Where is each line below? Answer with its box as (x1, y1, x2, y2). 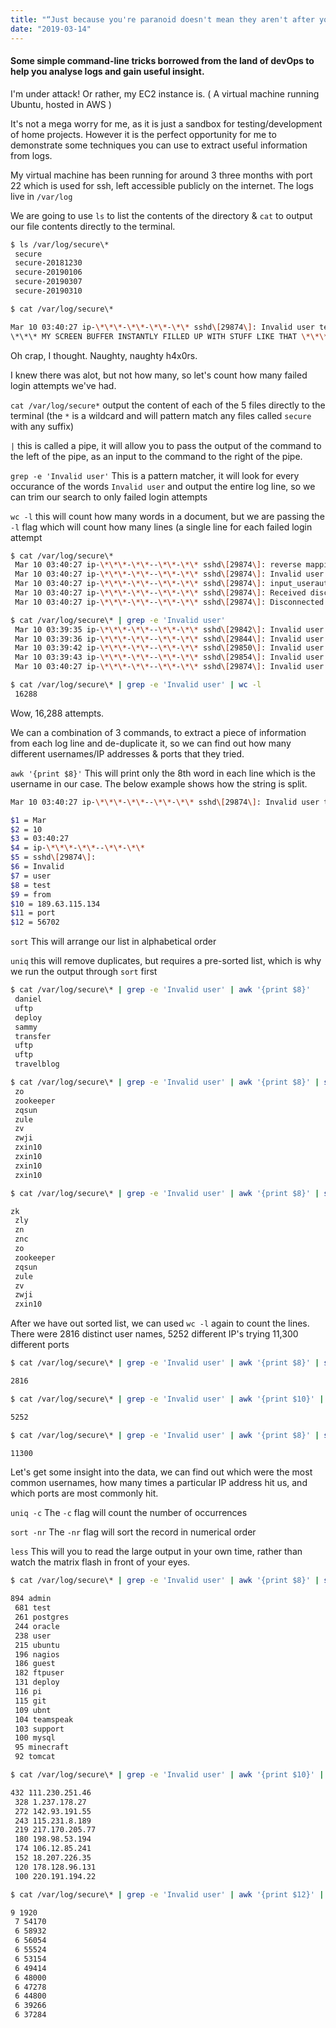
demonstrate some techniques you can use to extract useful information (10, 139, 308, 151)
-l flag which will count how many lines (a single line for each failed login (10, 521, 313, 533)
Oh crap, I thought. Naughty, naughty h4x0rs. (10, 349, 198, 361)
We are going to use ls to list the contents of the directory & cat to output (10, 209, 313, 221)
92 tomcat (14, 1752, 56, 1762)
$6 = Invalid (10, 862, 65, 872)
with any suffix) (10, 420, 75, 432)
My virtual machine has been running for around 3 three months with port (10, 169, 313, 181)
